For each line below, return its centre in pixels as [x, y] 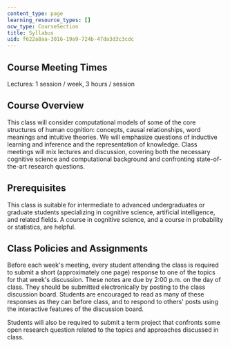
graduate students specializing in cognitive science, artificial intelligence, [111, 212]
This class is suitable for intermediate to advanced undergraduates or [106, 205]
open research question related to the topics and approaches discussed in [113, 330]
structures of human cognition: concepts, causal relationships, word [104, 129]
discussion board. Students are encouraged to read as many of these [106, 294]
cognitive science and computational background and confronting [101, 159]
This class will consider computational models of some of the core [102, 122]
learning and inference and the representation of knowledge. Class [102, 144]
